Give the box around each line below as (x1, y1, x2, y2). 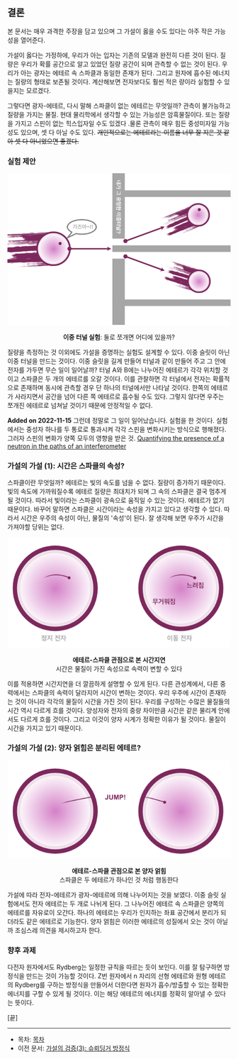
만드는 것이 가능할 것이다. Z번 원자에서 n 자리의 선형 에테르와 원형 (25, 972, 208, 980)
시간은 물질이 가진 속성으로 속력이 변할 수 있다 (55, 664, 183, 672)
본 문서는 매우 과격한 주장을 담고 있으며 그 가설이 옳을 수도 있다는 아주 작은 (7, 27, 213, 35)
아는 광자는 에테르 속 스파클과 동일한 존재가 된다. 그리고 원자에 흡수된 (20, 68, 211, 77)
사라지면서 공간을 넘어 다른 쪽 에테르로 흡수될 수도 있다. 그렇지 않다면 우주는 (14, 392, 225, 401)
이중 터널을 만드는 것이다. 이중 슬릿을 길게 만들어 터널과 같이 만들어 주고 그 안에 (7, 357, 227, 365)
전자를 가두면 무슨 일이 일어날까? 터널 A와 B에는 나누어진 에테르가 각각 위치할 (7, 366, 221, 375)
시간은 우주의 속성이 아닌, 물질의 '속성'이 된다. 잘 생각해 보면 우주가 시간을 (20, 514, 225, 523)
